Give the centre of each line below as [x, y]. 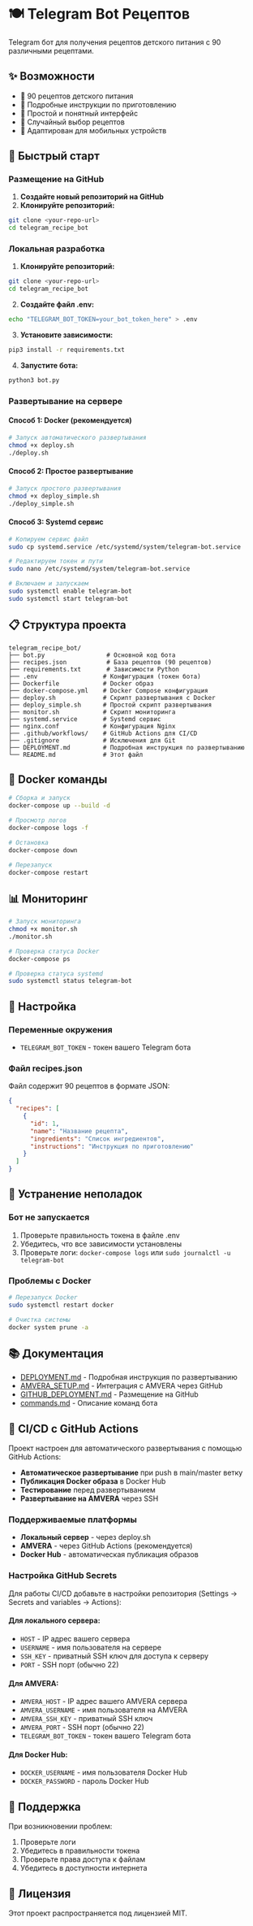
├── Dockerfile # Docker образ [81, 683]
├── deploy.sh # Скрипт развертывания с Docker [112, 698]
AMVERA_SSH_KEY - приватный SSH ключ [86, 1719]
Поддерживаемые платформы [73, 1519]
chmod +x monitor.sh [43, 929]
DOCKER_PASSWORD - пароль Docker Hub [84, 1781]
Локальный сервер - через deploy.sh [86, 1537]
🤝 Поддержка [45, 1807]
